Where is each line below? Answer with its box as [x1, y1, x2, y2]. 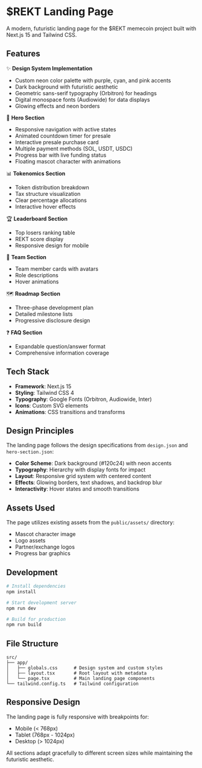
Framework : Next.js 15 [14, 382, 72, 390]
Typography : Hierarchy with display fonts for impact [14, 466, 146, 473]
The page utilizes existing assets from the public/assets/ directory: [6, 519, 175, 526]
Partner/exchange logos [14, 543, 75, 550]
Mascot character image [14, 530, 76, 538]
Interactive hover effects [14, 203, 77, 210]
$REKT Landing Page [6, 5, 114, 19]
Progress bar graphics [14, 550, 71, 557]
